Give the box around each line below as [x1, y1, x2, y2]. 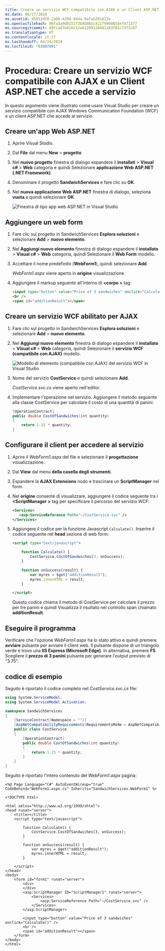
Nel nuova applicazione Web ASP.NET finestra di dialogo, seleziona [12, 189, 151, 195]
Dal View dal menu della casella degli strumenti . [12, 469, 112, 475]
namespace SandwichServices [5, 708, 63, 713]
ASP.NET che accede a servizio [5, 86, 136, 97]
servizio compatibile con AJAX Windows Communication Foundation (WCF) [5, 108, 159, 113]
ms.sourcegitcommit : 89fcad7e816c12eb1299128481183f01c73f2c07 [5, 26, 137, 31]
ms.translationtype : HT [5, 30, 54, 35]
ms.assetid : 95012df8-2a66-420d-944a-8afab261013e [5, 16, 111, 21]
